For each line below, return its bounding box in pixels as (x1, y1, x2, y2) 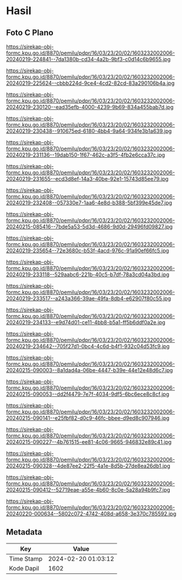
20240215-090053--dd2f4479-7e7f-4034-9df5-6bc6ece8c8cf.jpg (6, 390, 170, 397)
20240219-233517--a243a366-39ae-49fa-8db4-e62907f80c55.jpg (6, 295, 171, 301)
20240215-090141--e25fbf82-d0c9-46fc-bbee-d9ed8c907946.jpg (6, 415, 170, 422)
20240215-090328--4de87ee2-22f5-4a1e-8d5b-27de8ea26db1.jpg (6, 462, 171, 469)
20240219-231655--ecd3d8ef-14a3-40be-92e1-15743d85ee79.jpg (6, 175, 169, 182)
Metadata (6, 527, 42, 537)
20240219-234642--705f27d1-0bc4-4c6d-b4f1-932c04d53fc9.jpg (6, 343, 170, 350)
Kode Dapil (9, 564, 39, 572)
